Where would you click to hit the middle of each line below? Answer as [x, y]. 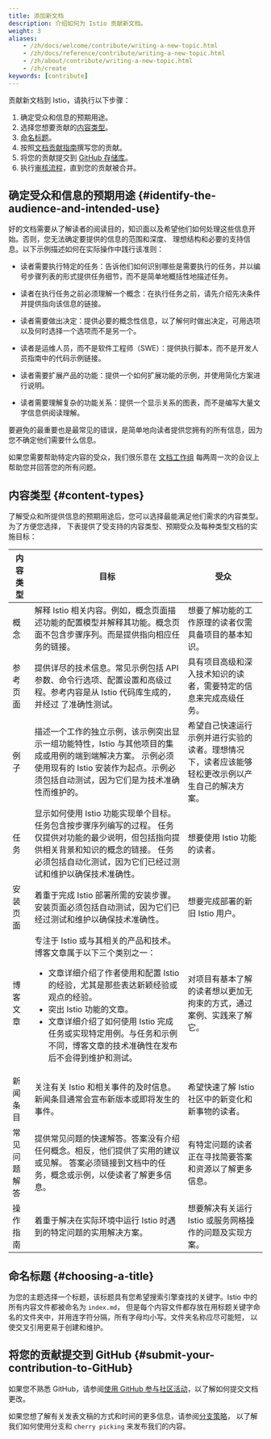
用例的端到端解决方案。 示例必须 [113, 756]
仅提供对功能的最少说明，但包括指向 [103, 838]
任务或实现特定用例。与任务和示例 [113, 1033]
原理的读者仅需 [224, 623]
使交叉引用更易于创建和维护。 [58, 1327]
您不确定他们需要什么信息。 [54, 440]
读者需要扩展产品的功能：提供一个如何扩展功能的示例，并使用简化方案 [137, 376]
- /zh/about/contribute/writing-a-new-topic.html [108, 61]
